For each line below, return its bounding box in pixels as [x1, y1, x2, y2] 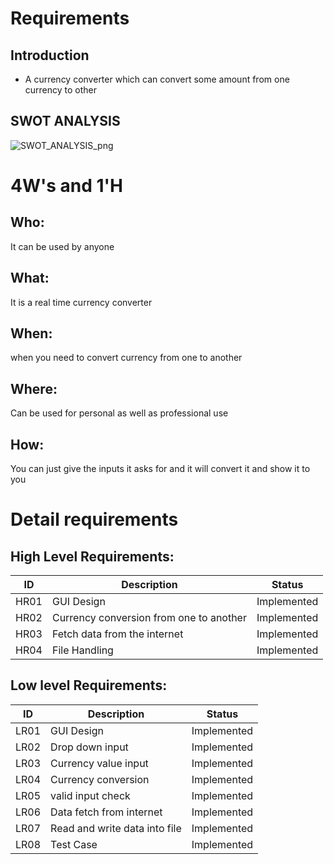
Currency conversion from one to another [51, 611, 247, 625]
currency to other [24, 84, 98, 96]
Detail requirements [10, 508, 179, 531]
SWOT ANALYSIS [10, 113, 121, 130]
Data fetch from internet [50, 805, 163, 819]
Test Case [50, 837, 98, 851]
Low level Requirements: [10, 677, 168, 694]
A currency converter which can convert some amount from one [24, 73, 290, 85]
